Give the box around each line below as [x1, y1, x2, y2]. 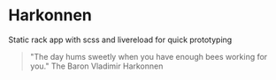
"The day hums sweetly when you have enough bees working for [29, 51, 268, 62]
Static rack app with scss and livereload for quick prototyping [8, 34, 233, 45]
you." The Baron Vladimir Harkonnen [29, 61, 164, 71]
